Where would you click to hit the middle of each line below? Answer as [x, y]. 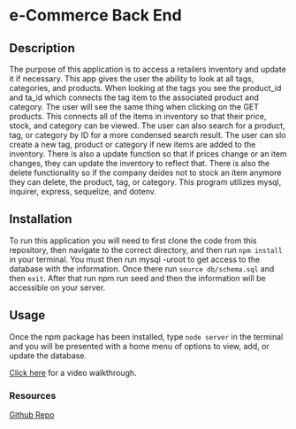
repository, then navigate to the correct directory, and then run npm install [146, 249]
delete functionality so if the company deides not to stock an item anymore [145, 172]
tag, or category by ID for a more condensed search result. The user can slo [148, 135]
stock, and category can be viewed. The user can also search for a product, [147, 126]
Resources [33, 395]
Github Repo [32, 414]
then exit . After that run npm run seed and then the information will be [138, 278]
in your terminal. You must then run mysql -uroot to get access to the [135, 259]
